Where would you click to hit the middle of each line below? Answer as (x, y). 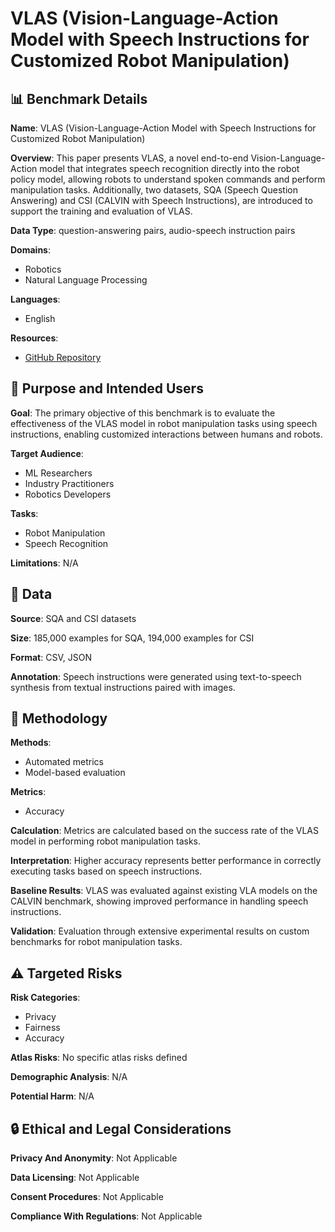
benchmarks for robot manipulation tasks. (96, 942)
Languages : (35, 299)
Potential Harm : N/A (52, 1096)
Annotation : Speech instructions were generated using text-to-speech (156, 676)
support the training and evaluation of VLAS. (101, 211)
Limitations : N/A (44, 563)
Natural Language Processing (86, 280)
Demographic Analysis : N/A (69, 1077)
